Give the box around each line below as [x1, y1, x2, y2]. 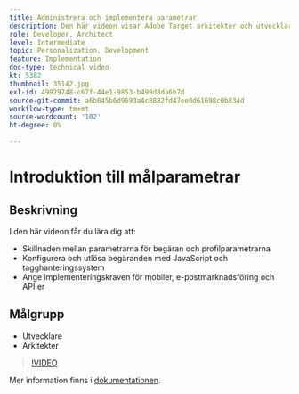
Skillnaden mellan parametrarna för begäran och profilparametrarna [21, 243, 271, 254]
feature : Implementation [9, 54, 101, 63]
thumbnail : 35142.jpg [9, 79, 90, 88]
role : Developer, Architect [9, 29, 114, 38]
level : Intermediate [9, 37, 86, 47]
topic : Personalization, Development [9, 46, 149, 55]
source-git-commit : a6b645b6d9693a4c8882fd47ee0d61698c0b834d [9, 95, 245, 105]
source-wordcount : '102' [9, 112, 101, 121]
